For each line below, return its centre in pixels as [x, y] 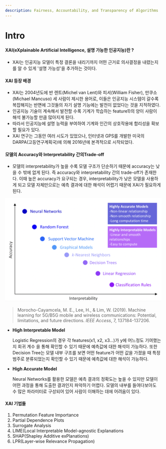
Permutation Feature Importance [46, 415]
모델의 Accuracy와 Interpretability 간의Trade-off [55, 154]
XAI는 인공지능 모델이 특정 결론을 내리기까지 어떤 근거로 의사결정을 [77, 62]
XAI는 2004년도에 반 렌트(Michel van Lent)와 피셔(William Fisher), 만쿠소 [85, 93]
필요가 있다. [29, 130]
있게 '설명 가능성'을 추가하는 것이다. [62, 68]
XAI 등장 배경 [18, 81]
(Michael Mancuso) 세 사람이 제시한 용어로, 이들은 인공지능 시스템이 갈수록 [85, 99]
